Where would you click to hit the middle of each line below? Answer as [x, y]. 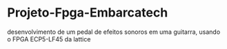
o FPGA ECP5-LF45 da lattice [49, 39]
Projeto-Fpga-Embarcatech [88, 13]
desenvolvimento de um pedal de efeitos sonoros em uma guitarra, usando [114, 32]
